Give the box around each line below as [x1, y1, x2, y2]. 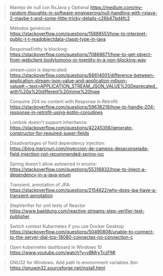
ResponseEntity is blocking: [9, 46, 68, 52]
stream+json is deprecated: [9, 67, 68, 73]
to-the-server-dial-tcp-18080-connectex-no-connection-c [9, 234, 133, 240]
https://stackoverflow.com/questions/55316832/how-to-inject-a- [9, 166, 147, 172]
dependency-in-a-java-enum [9, 172, 71, 178]
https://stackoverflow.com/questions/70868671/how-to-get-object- [9, 51, 152, 57]
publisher [9, 214, 30, 219]
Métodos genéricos [9, 25, 51, 31]
